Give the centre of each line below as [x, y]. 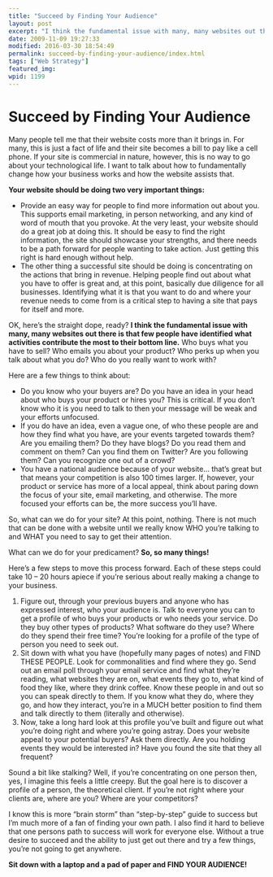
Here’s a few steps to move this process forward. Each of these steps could [135, 568]
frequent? [37, 757]
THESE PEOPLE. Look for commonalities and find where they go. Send [138, 661]
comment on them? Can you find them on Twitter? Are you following [134, 452]
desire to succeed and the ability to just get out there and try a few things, [132, 840]
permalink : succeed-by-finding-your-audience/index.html [107, 54]
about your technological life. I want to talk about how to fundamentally [127, 165]
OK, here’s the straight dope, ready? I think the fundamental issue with [128, 325]
